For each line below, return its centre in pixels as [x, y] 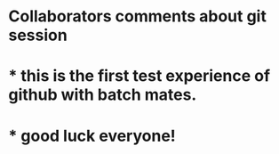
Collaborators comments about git [138, 16]
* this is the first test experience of [139, 76]
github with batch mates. [103, 95]
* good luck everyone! [92, 136]
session [38, 35]
